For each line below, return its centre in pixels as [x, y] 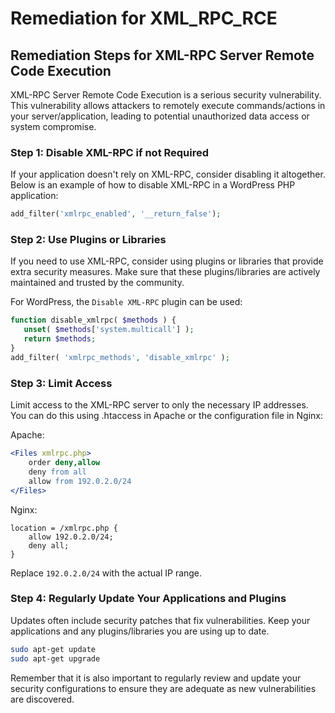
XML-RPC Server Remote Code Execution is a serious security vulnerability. [166, 95]
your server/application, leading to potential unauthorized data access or [160, 116]
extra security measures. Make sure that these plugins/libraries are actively [165, 272]
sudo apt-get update [53, 649]
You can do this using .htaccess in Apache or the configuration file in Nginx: [166, 416]
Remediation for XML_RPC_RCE [144, 18]
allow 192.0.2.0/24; [71, 537]
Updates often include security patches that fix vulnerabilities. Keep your [160, 620]
